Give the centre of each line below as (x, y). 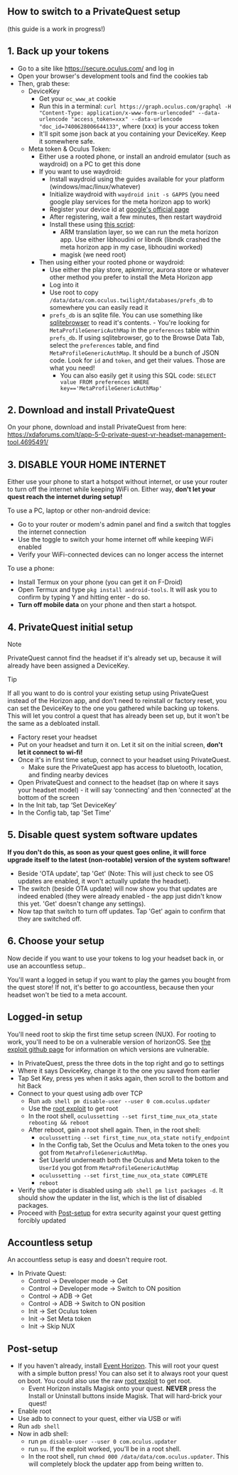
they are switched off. (49, 918)
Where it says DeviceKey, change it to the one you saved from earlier (119, 1071)
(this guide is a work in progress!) (56, 28)
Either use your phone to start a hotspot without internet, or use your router (118, 482)
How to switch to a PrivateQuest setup (94, 12)
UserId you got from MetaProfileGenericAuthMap (109, 1167)
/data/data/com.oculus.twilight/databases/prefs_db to (131, 300)
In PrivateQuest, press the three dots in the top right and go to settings (121, 1063)
